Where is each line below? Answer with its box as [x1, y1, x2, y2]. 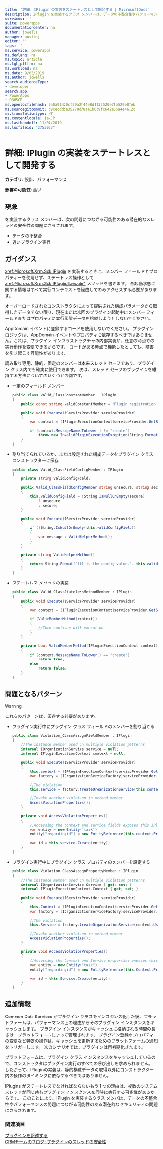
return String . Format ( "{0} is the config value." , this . [30, 561, 147, 566]
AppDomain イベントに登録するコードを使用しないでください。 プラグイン [5, 325, 154, 331]
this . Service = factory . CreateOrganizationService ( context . [30, 923, 154, 927]
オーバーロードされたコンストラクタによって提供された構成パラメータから [5, 303, 153, 309]
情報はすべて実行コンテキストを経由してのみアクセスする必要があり [17, 286, 153, 292]
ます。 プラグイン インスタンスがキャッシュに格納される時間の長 [26, 1026, 156, 1032]
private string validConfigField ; [21, 476, 91, 481]
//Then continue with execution [38, 625, 104, 631]
